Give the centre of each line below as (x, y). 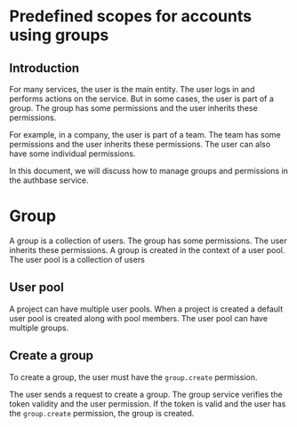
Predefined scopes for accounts (130, 16)
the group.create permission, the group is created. (102, 413)
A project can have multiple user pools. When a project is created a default (146, 309)
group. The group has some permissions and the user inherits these (133, 108)
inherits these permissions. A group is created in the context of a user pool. (147, 249)
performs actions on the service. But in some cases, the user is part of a (141, 99)
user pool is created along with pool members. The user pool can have (139, 318)
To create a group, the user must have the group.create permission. (133, 377)
